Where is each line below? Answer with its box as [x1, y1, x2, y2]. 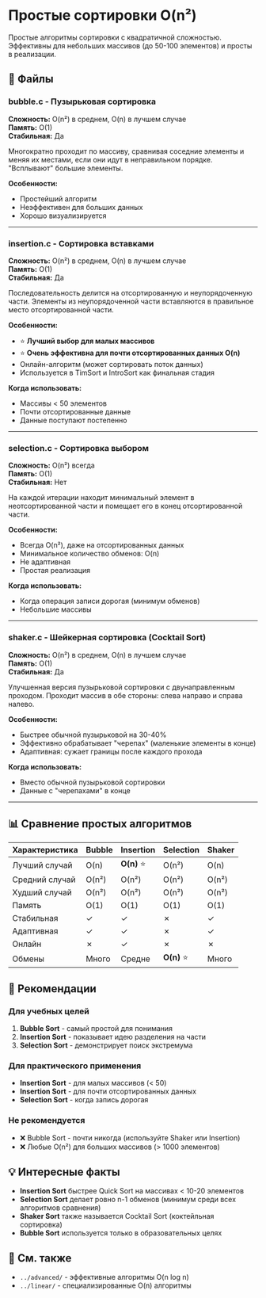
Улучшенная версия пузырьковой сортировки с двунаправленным [8, 682, 235, 692]
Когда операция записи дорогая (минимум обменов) [19, 597, 200, 606]
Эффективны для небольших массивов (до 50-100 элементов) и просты [8, 40, 253, 50]
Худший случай [12, 887, 73, 898]
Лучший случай [12, 859, 73, 870]
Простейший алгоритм [19, 193, 97, 204]
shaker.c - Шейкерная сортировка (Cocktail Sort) [8, 632, 207, 643]
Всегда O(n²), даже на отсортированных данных [19, 540, 184, 550]
